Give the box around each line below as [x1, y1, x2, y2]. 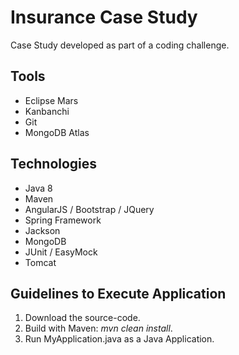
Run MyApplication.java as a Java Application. [24, 333, 215, 345]
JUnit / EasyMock [24, 246, 98, 258]
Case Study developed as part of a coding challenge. [10, 39, 230, 51]
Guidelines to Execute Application [10, 285, 227, 302]
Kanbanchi [24, 105, 70, 117]
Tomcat [24, 256, 57, 268]
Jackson [24, 224, 61, 236]
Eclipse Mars [24, 94, 79, 106]
